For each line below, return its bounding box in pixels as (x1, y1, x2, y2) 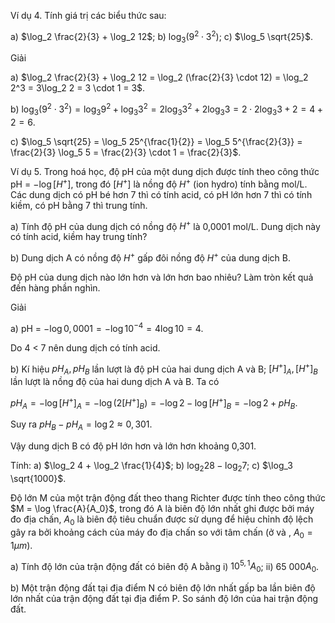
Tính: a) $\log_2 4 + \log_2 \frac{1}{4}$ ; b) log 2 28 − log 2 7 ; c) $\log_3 (10, 460, 293, 474)
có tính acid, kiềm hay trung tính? (10, 231, 148, 243)
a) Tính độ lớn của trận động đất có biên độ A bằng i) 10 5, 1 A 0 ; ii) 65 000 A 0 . (10, 558, 320, 575)
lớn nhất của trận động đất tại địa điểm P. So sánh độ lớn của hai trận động (10, 593, 319, 605)
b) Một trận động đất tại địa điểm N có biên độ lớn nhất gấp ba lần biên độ (10, 582, 316, 594)
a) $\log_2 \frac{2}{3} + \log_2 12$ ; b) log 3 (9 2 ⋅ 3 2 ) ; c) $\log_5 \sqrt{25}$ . (10, 29, 313, 45)
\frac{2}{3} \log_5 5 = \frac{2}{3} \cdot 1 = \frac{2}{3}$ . (10, 146, 242, 158)
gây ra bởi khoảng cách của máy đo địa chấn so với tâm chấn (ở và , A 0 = (10, 526, 313, 540)
